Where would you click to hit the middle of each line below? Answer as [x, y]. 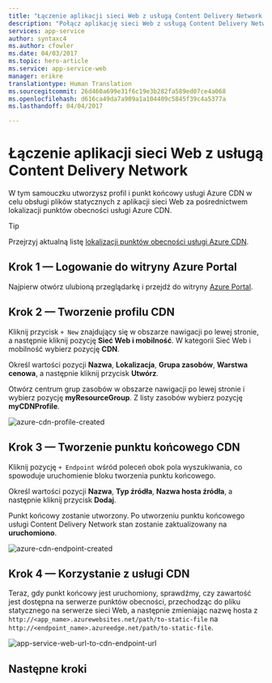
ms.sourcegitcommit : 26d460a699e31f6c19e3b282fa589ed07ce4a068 [117, 91]
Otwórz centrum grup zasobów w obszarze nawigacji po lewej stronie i [127, 389]
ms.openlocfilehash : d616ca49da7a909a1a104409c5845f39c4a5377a [117, 99]
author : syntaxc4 [38, 38]
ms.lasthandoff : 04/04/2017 [56, 106]
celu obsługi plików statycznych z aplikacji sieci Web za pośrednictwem [128, 202]
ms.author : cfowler [41, 46]
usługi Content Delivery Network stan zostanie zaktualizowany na [118, 524]
